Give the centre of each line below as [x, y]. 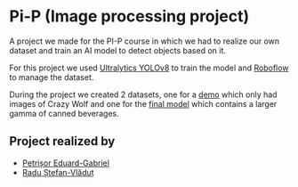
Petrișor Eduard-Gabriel [65, 163]
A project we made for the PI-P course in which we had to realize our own [145, 41]
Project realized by [62, 141]
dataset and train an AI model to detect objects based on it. [118, 50]
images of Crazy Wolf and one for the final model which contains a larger [143, 103]
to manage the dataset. [52, 77]
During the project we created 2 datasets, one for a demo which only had [143, 94]
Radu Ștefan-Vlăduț [58, 172]
